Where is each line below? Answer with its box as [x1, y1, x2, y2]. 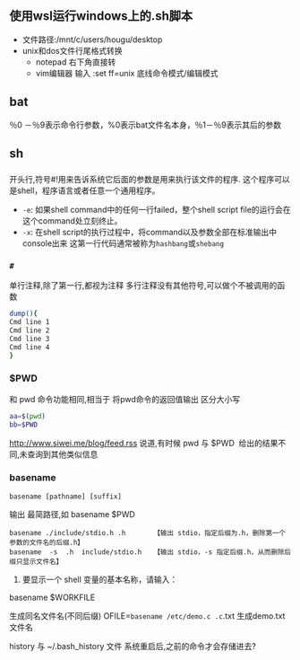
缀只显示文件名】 [9, 557, 64, 566]
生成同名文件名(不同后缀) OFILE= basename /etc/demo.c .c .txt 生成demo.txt [9, 610, 286, 621]
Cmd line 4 [9, 342, 50, 352]
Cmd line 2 [9, 326, 50, 335]
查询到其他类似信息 [27, 448, 99, 460]
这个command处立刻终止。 [21, 215, 123, 226]
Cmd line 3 [9, 334, 50, 343]
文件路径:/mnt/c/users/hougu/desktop [21, 34, 163, 45]
